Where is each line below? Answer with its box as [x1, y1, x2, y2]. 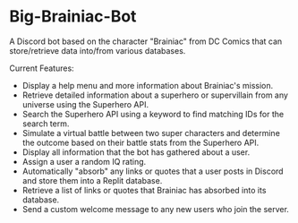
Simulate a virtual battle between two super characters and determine [21, 127, 280, 138]
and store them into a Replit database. [21, 175, 163, 185]
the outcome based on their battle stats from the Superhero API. [21, 137, 260, 148]
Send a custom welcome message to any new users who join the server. [21, 203, 289, 214]
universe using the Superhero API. [21, 99, 149, 109]
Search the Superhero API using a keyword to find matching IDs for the [21, 108, 285, 119]
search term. [21, 118, 70, 129]
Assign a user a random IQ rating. [21, 156, 147, 167]
